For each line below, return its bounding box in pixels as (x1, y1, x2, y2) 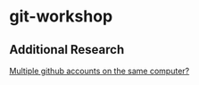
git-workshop (9, 6, 113, 27)
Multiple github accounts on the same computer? (9, 65, 190, 76)
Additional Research (9, 42, 125, 57)
